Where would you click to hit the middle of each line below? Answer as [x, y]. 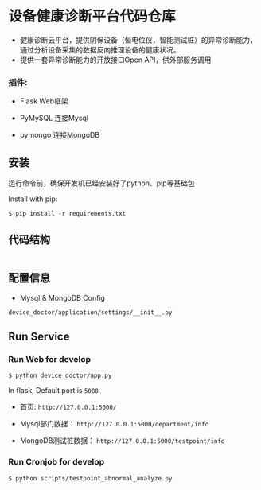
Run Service [39, 337]
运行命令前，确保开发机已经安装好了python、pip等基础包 [101, 183]
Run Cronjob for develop [56, 462]
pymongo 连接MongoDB [60, 135]
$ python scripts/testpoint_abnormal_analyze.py [90, 478]
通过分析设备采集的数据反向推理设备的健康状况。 [100, 49]
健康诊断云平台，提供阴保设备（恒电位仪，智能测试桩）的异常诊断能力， [138, 40]
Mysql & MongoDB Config [62, 297]
